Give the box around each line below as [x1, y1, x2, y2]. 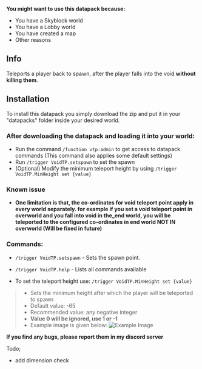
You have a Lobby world [15, 24, 76, 30]
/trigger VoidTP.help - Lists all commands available [15, 265, 147, 273]
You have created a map [15, 30, 76, 37]
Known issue [6, 185, 45, 194]
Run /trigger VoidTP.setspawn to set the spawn [15, 158, 135, 166]
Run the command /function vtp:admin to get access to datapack [15, 145, 181, 152]
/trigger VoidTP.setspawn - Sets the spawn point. [15, 254, 141, 261]
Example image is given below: [30, 321, 108, 328]
